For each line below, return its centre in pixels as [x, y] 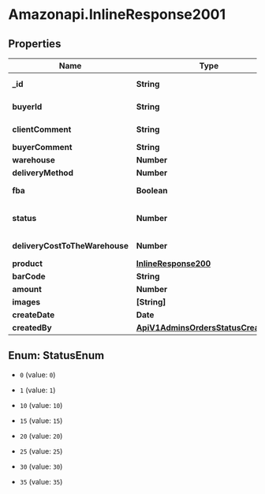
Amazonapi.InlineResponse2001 [117, 15]
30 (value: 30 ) [41, 466]
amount [27, 289]
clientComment [42, 129]
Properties [35, 44]
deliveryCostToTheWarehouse [70, 246]
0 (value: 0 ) [37, 374]
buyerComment [42, 147]
